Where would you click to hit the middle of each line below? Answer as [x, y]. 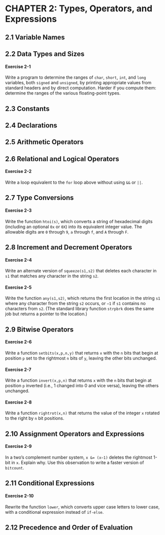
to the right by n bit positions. [35, 418]
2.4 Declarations [31, 125]
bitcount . [15, 468]
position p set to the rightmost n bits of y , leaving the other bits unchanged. [81, 358]
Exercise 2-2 [18, 171]
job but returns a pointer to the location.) [46, 314]
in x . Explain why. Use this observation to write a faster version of [78, 462]
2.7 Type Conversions [39, 198]
